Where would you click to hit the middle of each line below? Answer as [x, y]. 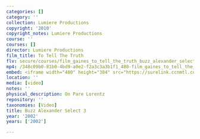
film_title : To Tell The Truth [45, 56]
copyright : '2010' [29, 28]
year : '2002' [22, 116]
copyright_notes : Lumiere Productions [54, 34]
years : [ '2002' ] [26, 122]
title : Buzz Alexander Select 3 [46, 111]
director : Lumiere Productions [45, 50]
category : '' [22, 17]
